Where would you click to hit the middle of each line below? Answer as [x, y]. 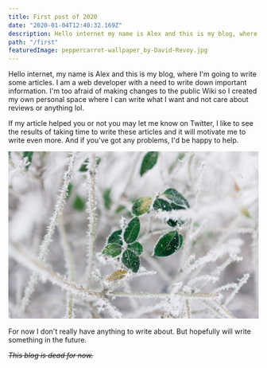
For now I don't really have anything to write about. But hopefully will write [130, 331]
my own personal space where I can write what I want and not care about [128, 100]
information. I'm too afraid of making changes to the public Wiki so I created [133, 91]
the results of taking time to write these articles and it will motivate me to [127, 132]
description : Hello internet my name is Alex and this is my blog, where [133, 33]
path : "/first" [33, 42]
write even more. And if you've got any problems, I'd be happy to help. [124, 140]
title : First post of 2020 [53, 17]
